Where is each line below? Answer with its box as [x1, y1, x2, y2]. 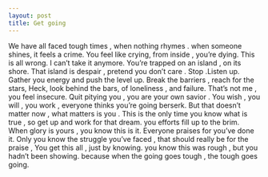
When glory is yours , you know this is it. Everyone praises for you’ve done [8, 125, 254, 136]
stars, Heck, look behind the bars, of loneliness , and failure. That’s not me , [8, 83, 258, 92]
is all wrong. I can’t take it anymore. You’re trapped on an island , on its [8, 57, 242, 68]
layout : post [8, 11, 52, 20]
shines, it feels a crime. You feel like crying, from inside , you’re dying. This [8, 49, 255, 59]
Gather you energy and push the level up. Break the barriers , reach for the [8, 75, 254, 85]
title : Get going [8, 19, 66, 27]
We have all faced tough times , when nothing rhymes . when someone [8, 41, 242, 50]
